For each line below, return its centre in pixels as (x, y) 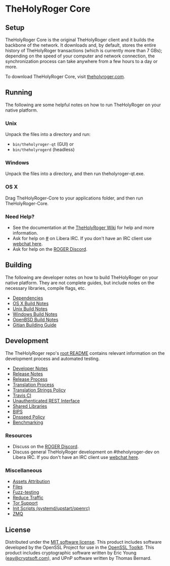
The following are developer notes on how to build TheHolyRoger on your (82, 277)
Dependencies (28, 298)
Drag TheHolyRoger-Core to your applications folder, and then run (74, 198)
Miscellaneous (24, 470)
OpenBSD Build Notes (35, 319)
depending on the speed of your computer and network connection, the (80, 56)
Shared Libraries (30, 406)
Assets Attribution (31, 481)
